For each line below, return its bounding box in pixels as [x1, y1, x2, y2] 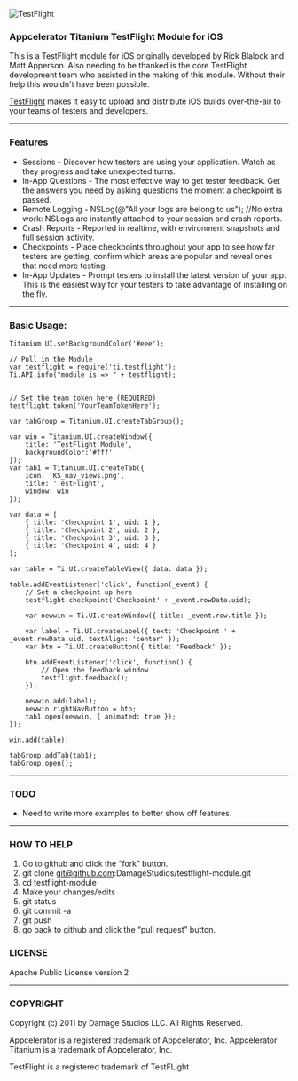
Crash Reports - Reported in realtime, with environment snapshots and [21, 222, 281, 233]
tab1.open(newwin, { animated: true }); [25, 711, 176, 721]
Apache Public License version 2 [9, 966, 129, 977]
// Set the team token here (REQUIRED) [9, 393, 157, 402]
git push [21, 915, 52, 926]
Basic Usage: [9, 319, 67, 331]
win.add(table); [9, 735, 69, 744]
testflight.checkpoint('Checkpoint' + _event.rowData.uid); [25, 595, 252, 604]
